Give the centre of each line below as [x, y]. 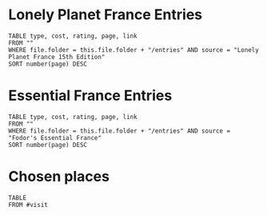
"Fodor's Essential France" [55, 137]
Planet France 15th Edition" [57, 57]
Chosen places [59, 177]
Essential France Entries [90, 96]
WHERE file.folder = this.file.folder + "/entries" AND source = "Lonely [134, 50]
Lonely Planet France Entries [106, 15]
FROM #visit [28, 205]
